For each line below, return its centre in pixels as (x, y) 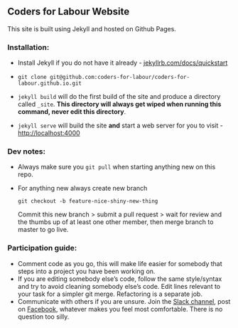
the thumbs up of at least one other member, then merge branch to (115, 222)
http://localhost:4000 (49, 133)
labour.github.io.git (49, 84)
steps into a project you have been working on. (86, 271)
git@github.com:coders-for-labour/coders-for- (120, 78)
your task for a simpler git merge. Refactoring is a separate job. (110, 294)
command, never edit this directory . (72, 112)
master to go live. (43, 230)
